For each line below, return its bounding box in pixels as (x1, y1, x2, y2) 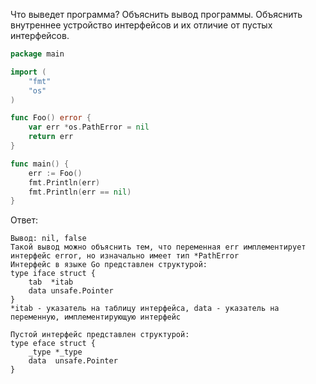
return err (28, 132, 74, 142)
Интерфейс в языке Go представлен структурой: (10, 260, 208, 270)
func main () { (10, 159, 70, 169)
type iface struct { (10, 269, 97, 279)
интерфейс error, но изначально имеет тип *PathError (10, 251, 240, 261)
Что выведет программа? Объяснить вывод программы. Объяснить (10, 9, 303, 20)
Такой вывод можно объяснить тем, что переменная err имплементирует (10, 242, 307, 253)
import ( (10, 67, 47, 77)
